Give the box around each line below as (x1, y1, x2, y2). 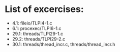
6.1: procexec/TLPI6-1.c (12, 25, 62, 31)
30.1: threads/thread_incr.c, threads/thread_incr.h (12, 41, 115, 47)
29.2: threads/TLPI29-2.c (12, 36, 66, 42)
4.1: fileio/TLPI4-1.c (12, 20, 52, 26)
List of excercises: (5, 3, 84, 15)
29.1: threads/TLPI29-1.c (12, 30, 64, 36)
